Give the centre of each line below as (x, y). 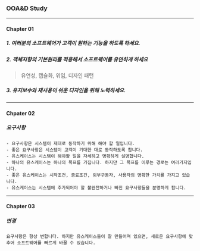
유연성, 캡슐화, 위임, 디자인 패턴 (57, 76)
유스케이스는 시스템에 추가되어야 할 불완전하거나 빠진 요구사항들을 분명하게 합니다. (99, 188)
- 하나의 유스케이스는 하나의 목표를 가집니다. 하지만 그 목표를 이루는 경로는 (87, 162)
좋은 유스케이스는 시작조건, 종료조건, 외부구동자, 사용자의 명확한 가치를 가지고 (96, 175)
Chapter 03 (21, 206)
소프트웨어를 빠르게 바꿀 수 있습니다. (56, 243)
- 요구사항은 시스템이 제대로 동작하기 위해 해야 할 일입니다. (71, 143)
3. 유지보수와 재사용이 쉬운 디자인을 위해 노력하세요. (66, 90)
